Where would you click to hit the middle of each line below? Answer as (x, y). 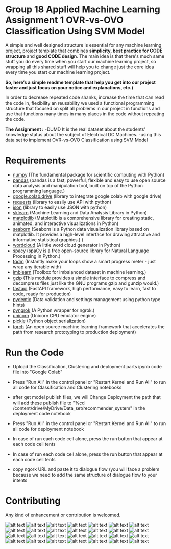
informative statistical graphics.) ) (48, 240)
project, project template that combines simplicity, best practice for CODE (84, 51)
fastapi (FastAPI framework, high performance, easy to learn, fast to (84, 288)
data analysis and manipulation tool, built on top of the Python (78, 185)
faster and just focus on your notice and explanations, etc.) (69, 87)
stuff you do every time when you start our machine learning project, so (81, 61)
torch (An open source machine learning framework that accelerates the (89, 326)
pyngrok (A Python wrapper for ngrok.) (54, 310)
